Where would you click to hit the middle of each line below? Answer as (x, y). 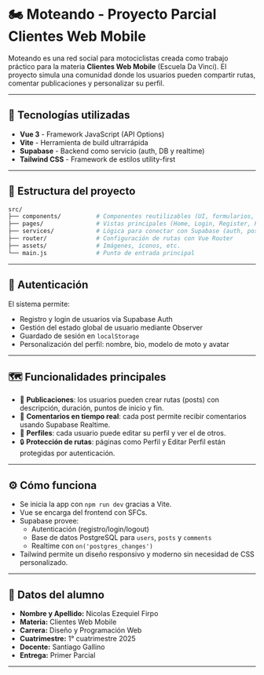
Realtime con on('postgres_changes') (92, 546)
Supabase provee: (49, 521)
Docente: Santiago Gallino (62, 647)
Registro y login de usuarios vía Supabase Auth (96, 319)
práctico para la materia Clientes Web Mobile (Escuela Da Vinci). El (117, 66)
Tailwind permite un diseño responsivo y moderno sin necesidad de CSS (137, 554)
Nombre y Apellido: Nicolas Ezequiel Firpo (89, 613)
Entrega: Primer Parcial (57, 655)
